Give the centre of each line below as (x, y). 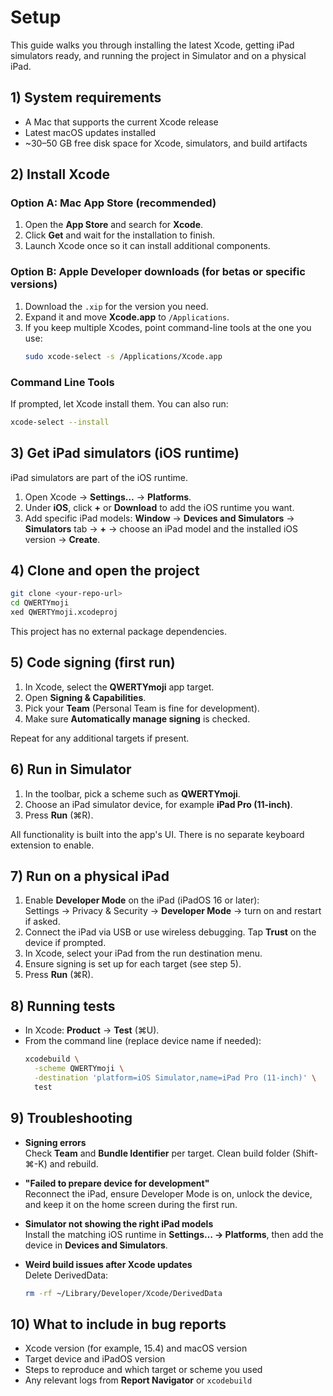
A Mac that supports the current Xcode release (121, 122)
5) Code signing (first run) (93, 662)
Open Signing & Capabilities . (85, 697)
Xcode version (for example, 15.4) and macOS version (136, 1348)
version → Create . (62, 539)
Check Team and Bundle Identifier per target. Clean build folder (157, 1153)
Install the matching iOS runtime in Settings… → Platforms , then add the (174, 1234)
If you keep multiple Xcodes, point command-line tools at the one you (168, 327)
